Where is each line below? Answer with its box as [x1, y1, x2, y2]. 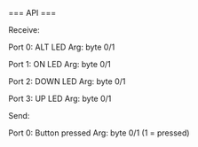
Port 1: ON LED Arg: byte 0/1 [8, 59, 112, 69]
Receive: [8, 25, 41, 35]
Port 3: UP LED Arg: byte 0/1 [8, 93, 112, 104]
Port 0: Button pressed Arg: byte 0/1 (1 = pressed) [8, 128, 190, 138]
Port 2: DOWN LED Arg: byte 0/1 [8, 76, 126, 87]
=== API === [8, 8, 57, 18]
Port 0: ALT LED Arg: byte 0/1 [8, 42, 115, 52]
